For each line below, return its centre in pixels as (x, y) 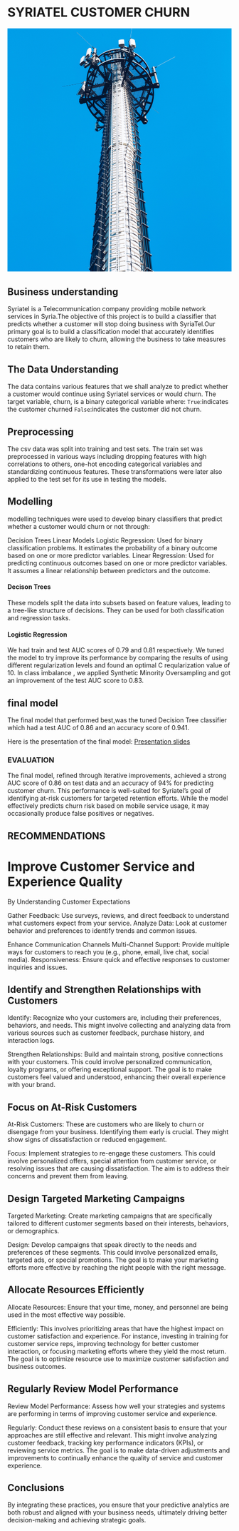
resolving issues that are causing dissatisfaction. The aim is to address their (118, 1168)
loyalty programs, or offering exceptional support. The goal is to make (110, 1070)
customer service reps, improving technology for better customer (103, 1343)
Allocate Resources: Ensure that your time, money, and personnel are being (118, 1307)
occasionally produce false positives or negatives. (81, 814)
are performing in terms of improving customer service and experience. (112, 1413)
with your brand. (31, 1085)
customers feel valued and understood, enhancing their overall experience (117, 1077)
